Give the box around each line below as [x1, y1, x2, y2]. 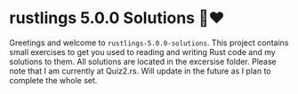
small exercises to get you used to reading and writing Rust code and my [9, 46, 276, 57]
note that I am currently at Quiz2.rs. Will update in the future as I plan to [9, 66, 271, 76]
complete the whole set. [9, 74, 98, 85]
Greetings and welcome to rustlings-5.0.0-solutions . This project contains [9, 37, 289, 48]
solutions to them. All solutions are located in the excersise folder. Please [9, 56, 278, 67]
